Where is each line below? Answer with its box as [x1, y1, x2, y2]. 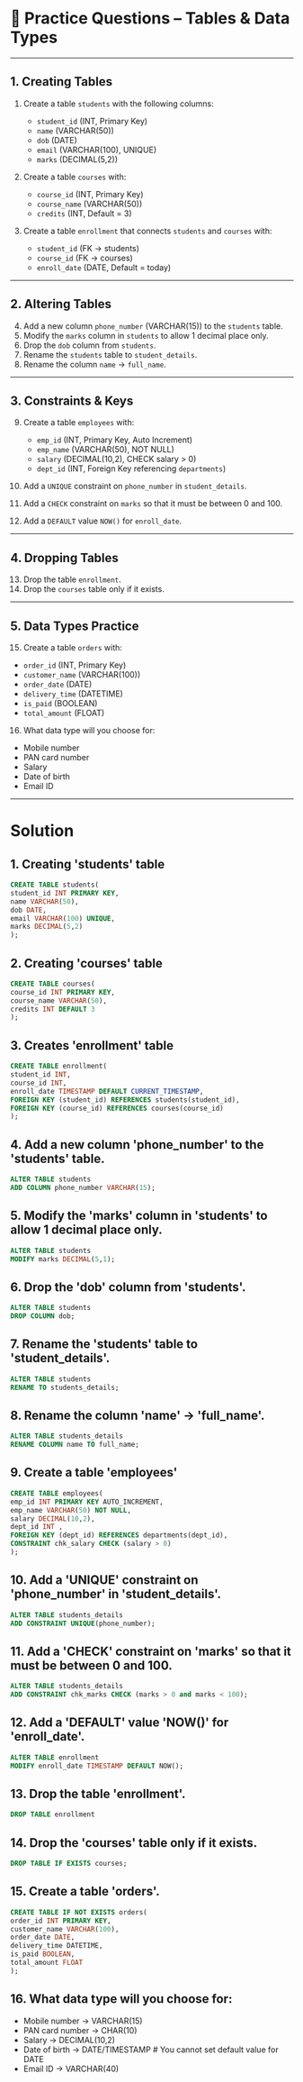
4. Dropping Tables [10, 550, 120, 566]
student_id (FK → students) [36, 242, 140, 253]
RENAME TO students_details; [10, 1383, 120, 1392]
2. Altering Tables [10, 296, 111, 312]
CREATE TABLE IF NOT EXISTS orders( [10, 1907, 147, 1917]
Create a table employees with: [22, 417, 135, 428]
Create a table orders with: [22, 642, 122, 652]
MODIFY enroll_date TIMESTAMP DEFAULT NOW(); [10, 1761, 183, 1770]
